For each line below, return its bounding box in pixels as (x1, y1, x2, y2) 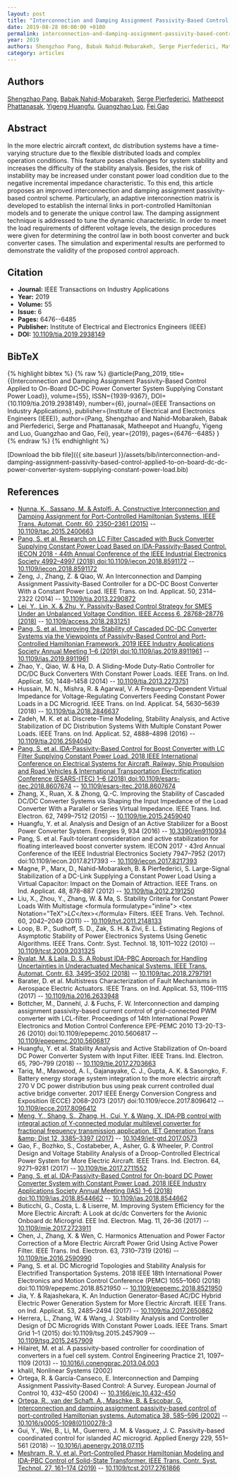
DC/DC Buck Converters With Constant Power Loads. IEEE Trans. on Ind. (17, 669, 229, 678)
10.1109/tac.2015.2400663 (17, 527, 94, 535)
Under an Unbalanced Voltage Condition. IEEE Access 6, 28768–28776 (17, 609, 224, 618)
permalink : (7, 30, 39, 37)
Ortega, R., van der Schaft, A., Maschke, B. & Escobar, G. (17, 1396, 183, 1404)
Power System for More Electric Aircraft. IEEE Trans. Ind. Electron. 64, (17, 1156, 221, 1164)
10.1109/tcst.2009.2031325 (17, 947, 95, 955)
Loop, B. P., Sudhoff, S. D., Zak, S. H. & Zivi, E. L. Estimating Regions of (17, 924, 224, 932)
